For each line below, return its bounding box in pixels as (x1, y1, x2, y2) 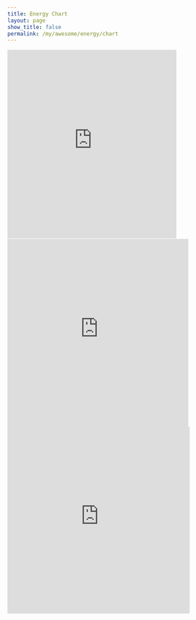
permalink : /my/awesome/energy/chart (7, 30, 119, 37)
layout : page (7, 17, 46, 24)
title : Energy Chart (7, 10, 69, 18)
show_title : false (7, 23, 62, 30)
